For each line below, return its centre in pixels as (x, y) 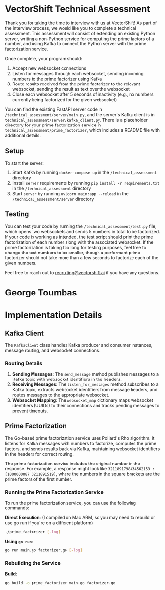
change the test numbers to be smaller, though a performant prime (73, 253)
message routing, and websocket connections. (52, 350)
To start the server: (25, 163)
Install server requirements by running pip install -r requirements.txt (86, 183)
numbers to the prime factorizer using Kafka (57, 79)
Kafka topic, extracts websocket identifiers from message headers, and (85, 390)
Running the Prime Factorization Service (55, 492)
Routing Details (24, 363)
